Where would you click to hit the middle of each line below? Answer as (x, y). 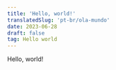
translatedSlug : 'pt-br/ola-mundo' (59, 20)
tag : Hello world (32, 40)
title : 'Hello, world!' (42, 14)
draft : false (26, 33)
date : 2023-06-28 (32, 26)
